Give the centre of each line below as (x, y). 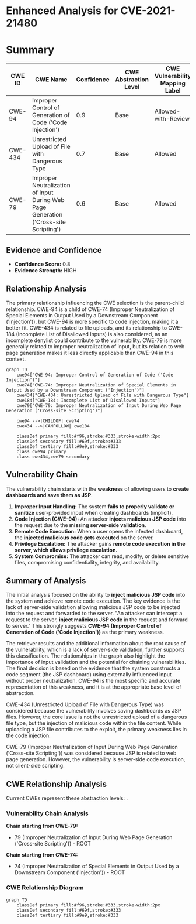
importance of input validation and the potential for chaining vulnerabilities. (96, 662)
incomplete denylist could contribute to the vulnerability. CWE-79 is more (94, 340)
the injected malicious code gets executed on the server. (84, 538)
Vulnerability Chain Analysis (47, 813)
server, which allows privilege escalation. (66, 550)
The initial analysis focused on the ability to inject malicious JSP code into (96, 595)
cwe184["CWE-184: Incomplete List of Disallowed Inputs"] (88, 400)
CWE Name (51, 80)
